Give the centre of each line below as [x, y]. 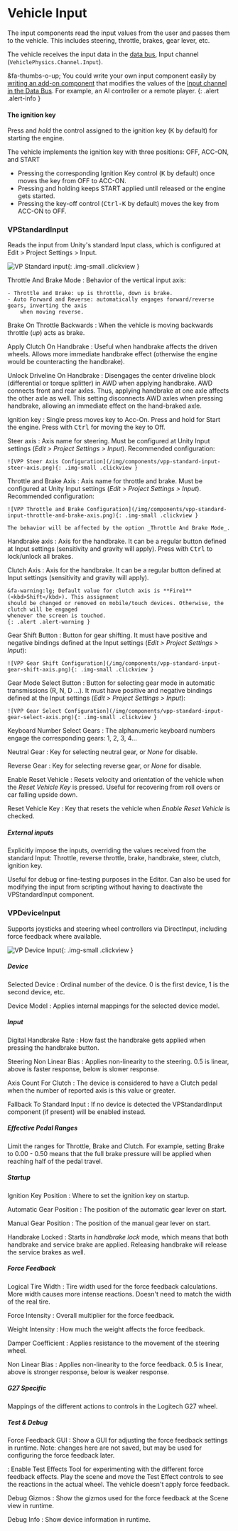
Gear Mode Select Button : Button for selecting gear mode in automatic [111, 683]
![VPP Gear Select [34, 711]
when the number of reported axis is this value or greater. [92, 1090]
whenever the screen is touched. [57, 616]
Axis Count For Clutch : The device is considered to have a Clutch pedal [113, 1083]
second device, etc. [36, 991]
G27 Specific [27, 1388]
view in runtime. [31, 1506]
